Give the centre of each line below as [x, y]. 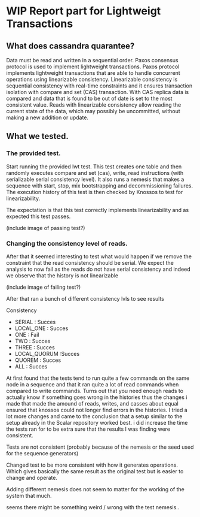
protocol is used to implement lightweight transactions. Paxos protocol [93, 66]
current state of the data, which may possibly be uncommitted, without [93, 111]
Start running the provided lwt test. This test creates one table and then [94, 167]
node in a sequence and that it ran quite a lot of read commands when [93, 384]
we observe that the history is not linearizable [62, 275]
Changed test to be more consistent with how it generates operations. [92, 465]
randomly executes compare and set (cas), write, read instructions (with [95, 173]
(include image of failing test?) [44, 287]
